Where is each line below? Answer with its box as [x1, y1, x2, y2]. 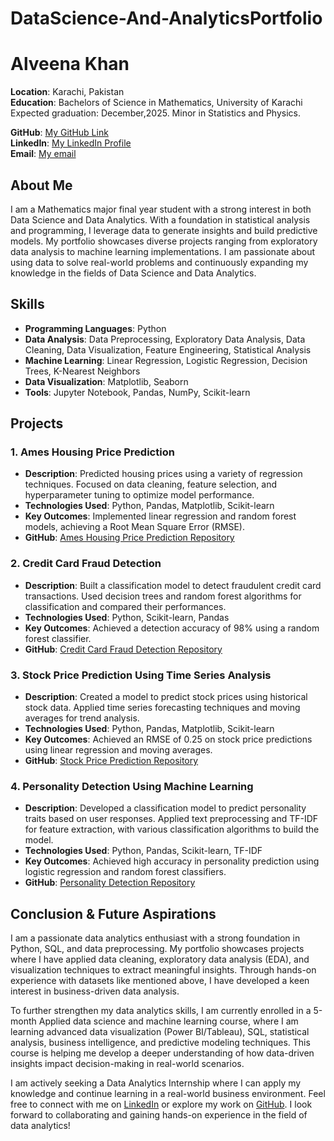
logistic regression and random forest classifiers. [24, 866, 227, 878]
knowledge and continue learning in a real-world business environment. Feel [10, 1088, 326, 1100]
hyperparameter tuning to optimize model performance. [24, 489, 255, 501]
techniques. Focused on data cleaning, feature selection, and [24, 478, 278, 491]
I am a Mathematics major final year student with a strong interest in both [10, 203, 312, 215]
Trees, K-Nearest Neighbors [24, 365, 141, 377]
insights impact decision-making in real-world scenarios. [10, 1058, 245, 1070]
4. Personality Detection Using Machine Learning [10, 779, 254, 793]
